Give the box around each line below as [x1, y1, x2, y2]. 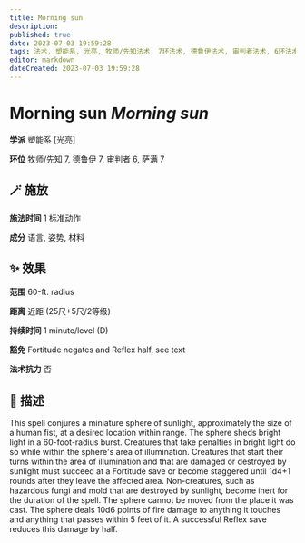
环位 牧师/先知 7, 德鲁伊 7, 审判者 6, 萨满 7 [9, 153, 165, 164]
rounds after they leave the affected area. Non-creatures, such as [9, 476, 255, 487]
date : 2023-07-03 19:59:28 [9, 38, 112, 48]
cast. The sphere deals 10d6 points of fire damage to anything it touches [9, 505, 281, 516]
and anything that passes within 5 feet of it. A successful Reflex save [9, 514, 268, 525]
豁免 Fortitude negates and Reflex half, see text [9, 344, 186, 355]
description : [9, 22, 59, 31]
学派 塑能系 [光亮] [9, 133, 76, 145]
